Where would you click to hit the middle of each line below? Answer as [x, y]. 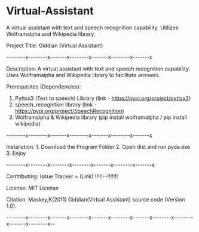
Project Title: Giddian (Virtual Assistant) [55, 45]
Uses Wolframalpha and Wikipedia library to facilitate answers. [83, 75]
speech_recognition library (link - [56, 104]
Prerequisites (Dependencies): [44, 86]
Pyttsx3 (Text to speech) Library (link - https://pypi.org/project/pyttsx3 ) [103, 98]
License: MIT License [32, 188]
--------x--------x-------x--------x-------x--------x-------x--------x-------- [100, 217]
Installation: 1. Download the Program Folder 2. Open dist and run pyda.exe [98, 146]
